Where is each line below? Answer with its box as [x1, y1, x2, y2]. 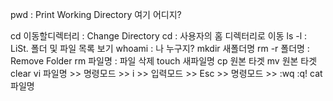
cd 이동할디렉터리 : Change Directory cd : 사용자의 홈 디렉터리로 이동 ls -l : [10, 30, 308, 42]
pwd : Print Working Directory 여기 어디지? [10, 9, 182, 20]
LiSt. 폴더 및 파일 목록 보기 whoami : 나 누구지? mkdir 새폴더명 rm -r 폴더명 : [10, 43, 310, 54]
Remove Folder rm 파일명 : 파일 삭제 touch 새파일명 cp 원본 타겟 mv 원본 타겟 [10, 55, 318, 67]
